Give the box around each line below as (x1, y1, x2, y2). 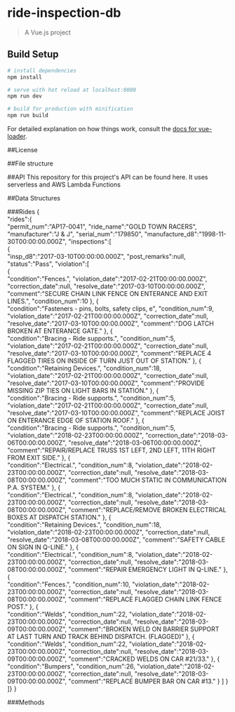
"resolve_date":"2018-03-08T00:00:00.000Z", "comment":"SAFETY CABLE (7, 535, 226, 544)
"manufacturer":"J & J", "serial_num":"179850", (7, 230, 143, 238)
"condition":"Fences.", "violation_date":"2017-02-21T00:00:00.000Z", (7, 275, 208, 283)
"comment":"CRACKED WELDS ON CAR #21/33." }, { (68, 654, 220, 663)
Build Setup (7, 48, 59, 60)
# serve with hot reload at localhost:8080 (7, 86, 137, 93)
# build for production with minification (7, 105, 133, 113)
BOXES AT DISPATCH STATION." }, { (7, 513, 112, 521)
